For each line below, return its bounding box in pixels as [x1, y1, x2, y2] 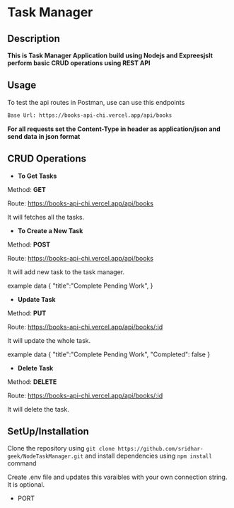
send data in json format [7, 132, 81, 140]
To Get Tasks [17, 171, 57, 180]
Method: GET [7, 185, 46, 193]
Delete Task [17, 363, 54, 372]
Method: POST [7, 240, 51, 249]
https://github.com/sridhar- [117, 446, 204, 453]
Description [7, 33, 60, 45]
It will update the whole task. [7, 336, 91, 344]
